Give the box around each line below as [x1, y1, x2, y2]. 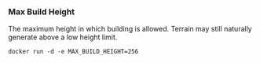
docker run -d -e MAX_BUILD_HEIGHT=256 [8, 48, 139, 56]
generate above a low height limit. [8, 32, 118, 42]
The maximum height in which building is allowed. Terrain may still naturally [8, 24, 253, 34]
